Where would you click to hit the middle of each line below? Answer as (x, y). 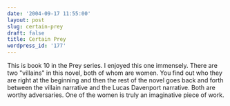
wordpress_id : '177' (37, 46)
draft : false (26, 33)
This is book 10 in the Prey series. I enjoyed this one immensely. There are (112, 65)
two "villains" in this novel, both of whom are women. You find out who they (115, 73)
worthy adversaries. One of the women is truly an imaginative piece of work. (116, 95)
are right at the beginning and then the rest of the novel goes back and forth (115, 80)
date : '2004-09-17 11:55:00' (49, 14)
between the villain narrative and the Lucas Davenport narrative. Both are (111, 88)
